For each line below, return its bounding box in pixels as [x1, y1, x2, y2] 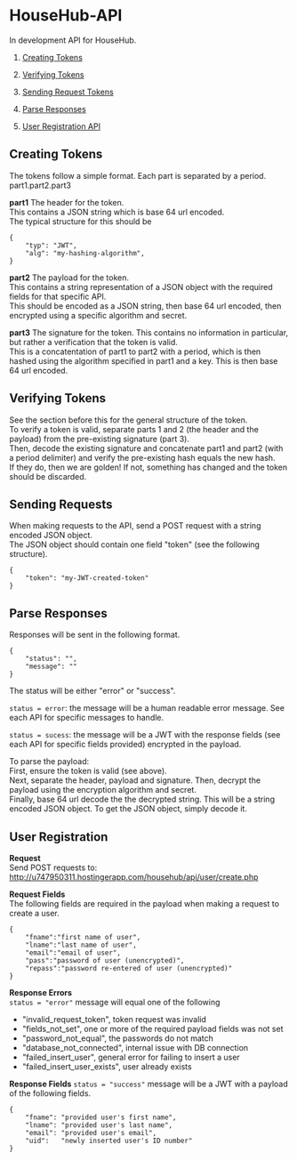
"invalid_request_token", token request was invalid [21, 1014, 207, 1024]
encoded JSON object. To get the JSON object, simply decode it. [9, 803, 247, 814]
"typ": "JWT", [25, 241, 77, 250]
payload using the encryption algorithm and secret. [9, 785, 197, 795]
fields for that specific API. [9, 291, 107, 302]
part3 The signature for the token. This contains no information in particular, [9, 327, 289, 338]
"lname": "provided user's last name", [25, 1121, 173, 1130]
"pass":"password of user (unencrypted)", [25, 956, 185, 965]
